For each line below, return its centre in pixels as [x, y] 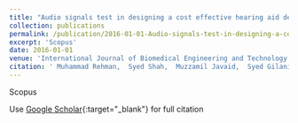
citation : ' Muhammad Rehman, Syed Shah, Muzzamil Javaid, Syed [137, 67]
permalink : [29, 34]
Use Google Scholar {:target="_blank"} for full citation [106, 109]
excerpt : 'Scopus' [43, 42]
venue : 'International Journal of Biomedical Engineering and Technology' [150, 58]
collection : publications [57, 26]
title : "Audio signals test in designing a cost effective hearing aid [144, 17]
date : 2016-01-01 [41, 50]
